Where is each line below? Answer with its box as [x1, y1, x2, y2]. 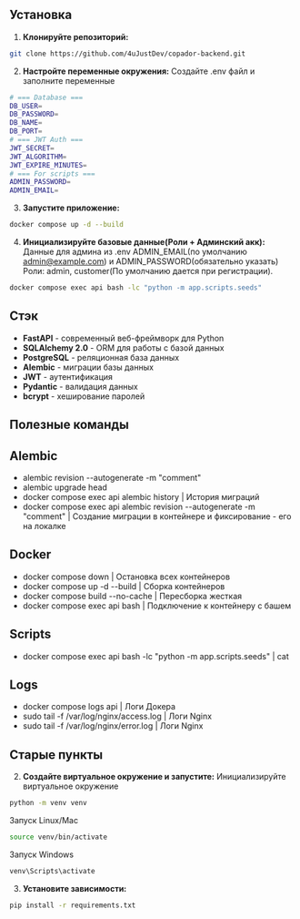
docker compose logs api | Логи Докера [22, 701, 175, 712]
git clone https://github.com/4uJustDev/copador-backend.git [9, 49, 246, 58]
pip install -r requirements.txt [9, 901, 136, 910]
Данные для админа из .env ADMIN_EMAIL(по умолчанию [22, 246, 248, 258]
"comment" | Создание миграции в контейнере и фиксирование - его [22, 510, 292, 522]
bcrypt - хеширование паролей [22, 391, 145, 402]
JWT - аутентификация [22, 371, 114, 382]
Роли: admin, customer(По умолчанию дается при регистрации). [22, 266, 274, 277]
